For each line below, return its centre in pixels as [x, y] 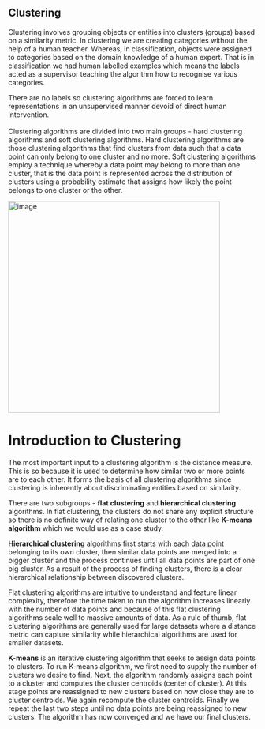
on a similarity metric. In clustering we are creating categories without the [128, 40]
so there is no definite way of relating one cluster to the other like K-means [130, 520]
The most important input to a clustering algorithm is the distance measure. [131, 462]
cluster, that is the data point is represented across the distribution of [120, 173]
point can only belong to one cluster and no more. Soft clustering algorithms [132, 156]
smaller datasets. [36, 642]
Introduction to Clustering [95, 441]
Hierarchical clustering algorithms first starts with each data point [116, 543]
